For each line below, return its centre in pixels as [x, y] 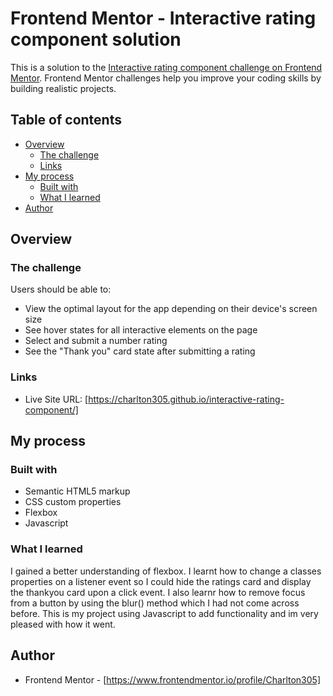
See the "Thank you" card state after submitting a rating [140, 351]
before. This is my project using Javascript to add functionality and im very [164, 613]
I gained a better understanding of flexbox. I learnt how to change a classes [166, 571]
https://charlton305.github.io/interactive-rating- [186, 399]
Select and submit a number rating [96, 341]
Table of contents [66, 120]
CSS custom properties [73, 502]
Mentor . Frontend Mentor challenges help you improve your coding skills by [166, 78]
